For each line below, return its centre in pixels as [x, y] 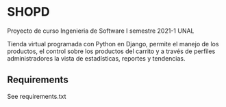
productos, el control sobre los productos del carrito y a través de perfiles [111, 51]
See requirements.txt [37, 96]
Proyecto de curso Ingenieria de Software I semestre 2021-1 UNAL [101, 31]
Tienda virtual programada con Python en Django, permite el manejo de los [113, 44]
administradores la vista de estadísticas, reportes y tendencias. [96, 58]
